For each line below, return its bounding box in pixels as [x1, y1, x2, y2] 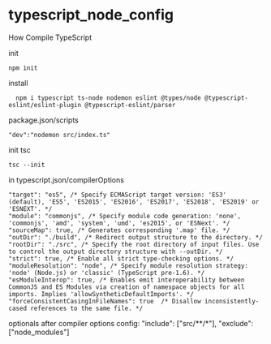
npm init [8, 63, 38, 72]
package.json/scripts [8, 115, 79, 125]
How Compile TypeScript [8, 32, 92, 42]
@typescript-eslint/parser [84, 101, 176, 109]
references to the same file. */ [29, 304, 144, 312]
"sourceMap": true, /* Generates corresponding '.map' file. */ [8, 226, 230, 234]
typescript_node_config [8, 6, 174, 24]
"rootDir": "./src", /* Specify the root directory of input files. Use [8, 240, 260, 248]
